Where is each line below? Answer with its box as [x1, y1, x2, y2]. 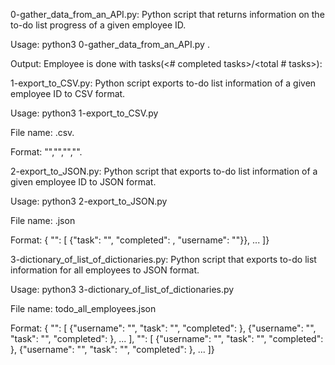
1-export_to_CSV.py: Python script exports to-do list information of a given [10, 77, 317, 89]
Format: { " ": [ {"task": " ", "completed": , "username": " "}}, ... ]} [10, 234, 270, 246]
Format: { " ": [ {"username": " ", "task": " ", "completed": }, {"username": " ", [10, 322, 317, 334]
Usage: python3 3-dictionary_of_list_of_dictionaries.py [10, 284, 235, 295]
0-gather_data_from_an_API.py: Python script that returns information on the [10, 9, 325, 20]
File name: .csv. [10, 127, 75, 138]
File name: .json [10, 215, 76, 226]
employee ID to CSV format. [10, 88, 126, 99]
